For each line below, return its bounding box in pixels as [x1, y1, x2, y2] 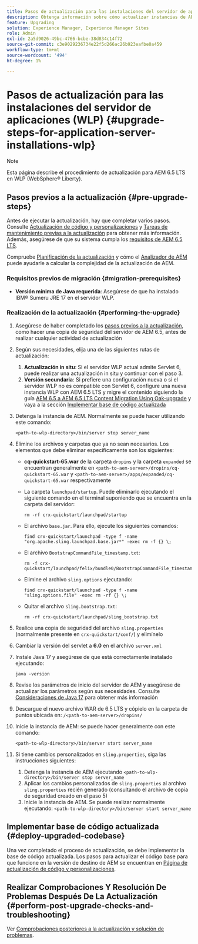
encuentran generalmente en [24, 464, 95, 471]
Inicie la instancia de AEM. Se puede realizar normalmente [24, 798, 165, 805]
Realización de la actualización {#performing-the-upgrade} [6, 309, 180, 317]
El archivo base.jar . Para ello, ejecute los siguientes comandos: [24, 522, 179, 529]
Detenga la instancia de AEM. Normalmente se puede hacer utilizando [15, 412, 185, 419]
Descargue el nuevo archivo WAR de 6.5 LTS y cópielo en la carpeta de [15, 705, 187, 712]
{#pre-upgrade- [127, 192, 188, 202]
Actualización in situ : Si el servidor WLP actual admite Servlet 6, [24, 363, 181, 370]
